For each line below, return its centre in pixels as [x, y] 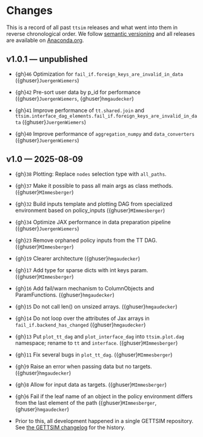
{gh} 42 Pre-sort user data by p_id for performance [78, 92]
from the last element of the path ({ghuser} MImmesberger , [86, 402]
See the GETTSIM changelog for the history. [70, 427]
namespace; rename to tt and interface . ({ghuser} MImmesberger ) [96, 342]
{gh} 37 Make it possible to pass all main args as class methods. [94, 185]
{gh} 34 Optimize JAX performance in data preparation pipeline [93, 222]
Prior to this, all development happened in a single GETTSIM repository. [104, 421]
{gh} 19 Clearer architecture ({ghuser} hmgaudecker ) [78, 258]
